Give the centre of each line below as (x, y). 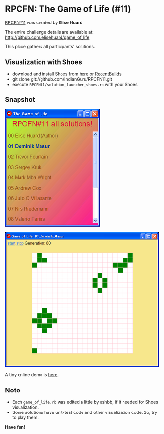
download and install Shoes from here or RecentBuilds (67, 74)
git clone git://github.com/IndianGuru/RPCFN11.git (62, 79)
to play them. (25, 418)
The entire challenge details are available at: (49, 32)
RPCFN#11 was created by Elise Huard (44, 22)
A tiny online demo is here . (32, 375)
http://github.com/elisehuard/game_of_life (47, 37)
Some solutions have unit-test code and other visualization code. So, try (85, 412)
